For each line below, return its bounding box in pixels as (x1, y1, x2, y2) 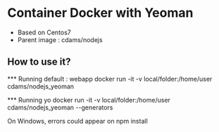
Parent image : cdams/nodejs (17, 35, 104, 44)
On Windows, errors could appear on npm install (7, 117, 148, 125)
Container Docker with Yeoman (7, 5, 194, 21)
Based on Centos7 (17, 28, 72, 37)
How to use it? (7, 56, 71, 68)
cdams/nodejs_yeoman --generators (7, 103, 113, 112)
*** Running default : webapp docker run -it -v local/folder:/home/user (7, 74, 213, 83)
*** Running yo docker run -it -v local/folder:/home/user (7, 95, 171, 104)
